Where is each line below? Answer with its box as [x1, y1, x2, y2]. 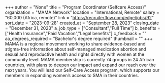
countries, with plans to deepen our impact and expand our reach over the [5, 62, 156, 68]
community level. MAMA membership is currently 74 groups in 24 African [5, 57, 154, 62]
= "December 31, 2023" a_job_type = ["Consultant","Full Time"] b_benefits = [5, 25, 161, 31]
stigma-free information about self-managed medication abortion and [5, 46, 146, 52]
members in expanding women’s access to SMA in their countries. [5, 73, 139, 78]
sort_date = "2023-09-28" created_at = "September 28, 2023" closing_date [5, 20, 159, 26]
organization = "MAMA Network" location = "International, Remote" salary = [5, 9, 160, 15]
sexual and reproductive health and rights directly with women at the [5, 51, 144, 57]
